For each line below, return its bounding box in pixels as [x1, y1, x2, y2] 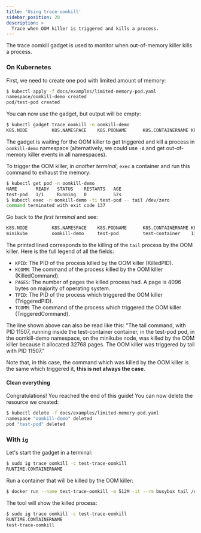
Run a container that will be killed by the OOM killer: [6, 477, 133, 484]
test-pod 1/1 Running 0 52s [6, 191, 121, 197]
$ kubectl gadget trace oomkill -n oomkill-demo [6, 122, 130, 128]
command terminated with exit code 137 [6, 203, 106, 209]
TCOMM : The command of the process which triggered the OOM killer [14, 304, 181, 311]
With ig [6, 435, 29, 443]
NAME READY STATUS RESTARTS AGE [6, 186, 121, 192]
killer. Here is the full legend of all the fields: [6, 248, 115, 255]
